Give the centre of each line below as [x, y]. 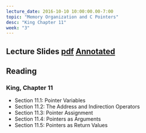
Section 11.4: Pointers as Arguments [58, 119]
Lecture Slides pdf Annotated [61, 51]
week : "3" [18, 28]
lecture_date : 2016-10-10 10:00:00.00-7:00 [60, 11]
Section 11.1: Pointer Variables [50, 100]
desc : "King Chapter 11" [36, 22]
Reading [21, 71]
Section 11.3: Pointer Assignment [54, 113]
